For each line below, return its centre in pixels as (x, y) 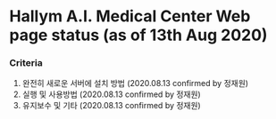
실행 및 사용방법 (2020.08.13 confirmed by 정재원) (111, 94)
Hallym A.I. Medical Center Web (130, 16)
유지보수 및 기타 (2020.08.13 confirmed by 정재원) (111, 106)
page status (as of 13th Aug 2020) (138, 35)
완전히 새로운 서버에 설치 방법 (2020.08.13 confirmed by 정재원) (135, 83)
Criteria (26, 63)
